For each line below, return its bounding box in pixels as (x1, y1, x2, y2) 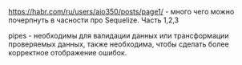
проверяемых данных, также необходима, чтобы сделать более (8, 39, 230, 49)
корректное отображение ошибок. (8, 48, 127, 57)
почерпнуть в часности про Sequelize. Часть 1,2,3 (8, 15, 179, 25)
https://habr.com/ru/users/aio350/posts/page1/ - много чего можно (8, 7, 235, 16)
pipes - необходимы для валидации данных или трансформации (8, 31, 229, 40)
